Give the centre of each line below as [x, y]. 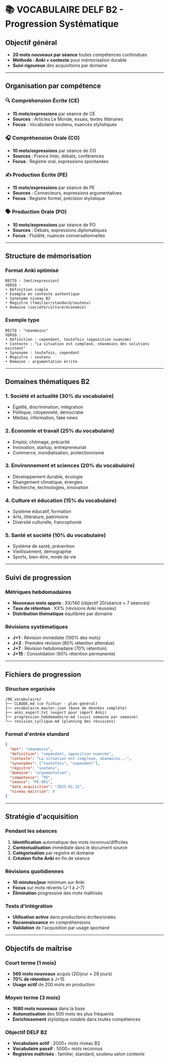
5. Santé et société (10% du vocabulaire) [56, 535]
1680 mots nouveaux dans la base [49, 1008]
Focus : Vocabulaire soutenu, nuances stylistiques [65, 124]
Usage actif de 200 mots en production [54, 984]
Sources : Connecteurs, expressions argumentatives [67, 193]
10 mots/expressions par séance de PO [54, 225]
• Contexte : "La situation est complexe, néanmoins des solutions [77, 344]
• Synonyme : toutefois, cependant [43, 352]
